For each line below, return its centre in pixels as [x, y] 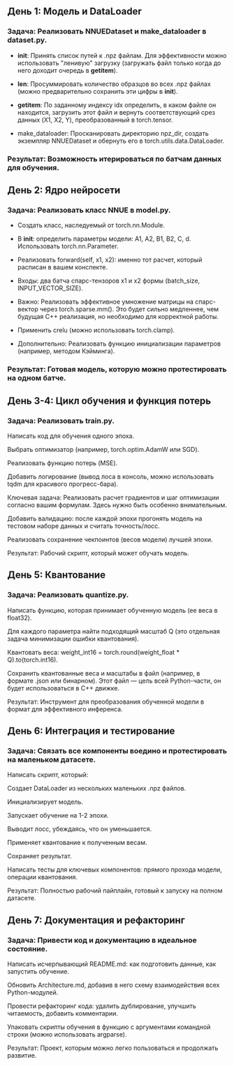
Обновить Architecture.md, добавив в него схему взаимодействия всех [114, 985]
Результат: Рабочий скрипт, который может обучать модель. [98, 553]
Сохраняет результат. [39, 856]
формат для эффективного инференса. [65, 709]
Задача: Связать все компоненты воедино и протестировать [117, 751]
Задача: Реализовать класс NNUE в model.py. [89, 210]
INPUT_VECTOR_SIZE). [50, 288]
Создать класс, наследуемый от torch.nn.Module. [91, 225]
